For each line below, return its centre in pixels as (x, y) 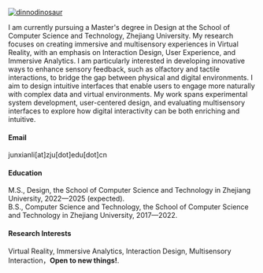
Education (25, 172)
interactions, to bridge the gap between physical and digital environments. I (131, 77)
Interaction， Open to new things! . (64, 260)
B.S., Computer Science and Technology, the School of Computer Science (129, 207)
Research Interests (40, 233)
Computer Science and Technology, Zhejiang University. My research (121, 36)
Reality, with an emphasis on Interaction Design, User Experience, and (122, 52)
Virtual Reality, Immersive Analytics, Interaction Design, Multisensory (120, 251)
